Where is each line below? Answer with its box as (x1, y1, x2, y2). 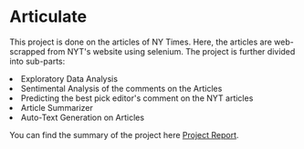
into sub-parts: (9, 55, 66, 66)
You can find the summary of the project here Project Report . (9, 129, 239, 140)
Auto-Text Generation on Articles (21, 112, 144, 123)
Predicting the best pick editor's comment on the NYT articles (21, 93, 254, 104)
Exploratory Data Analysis (21, 73, 119, 84)
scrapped (9, 45, 46, 56)
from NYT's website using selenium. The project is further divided (47, 45, 296, 56)
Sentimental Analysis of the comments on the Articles (21, 83, 223, 94)
